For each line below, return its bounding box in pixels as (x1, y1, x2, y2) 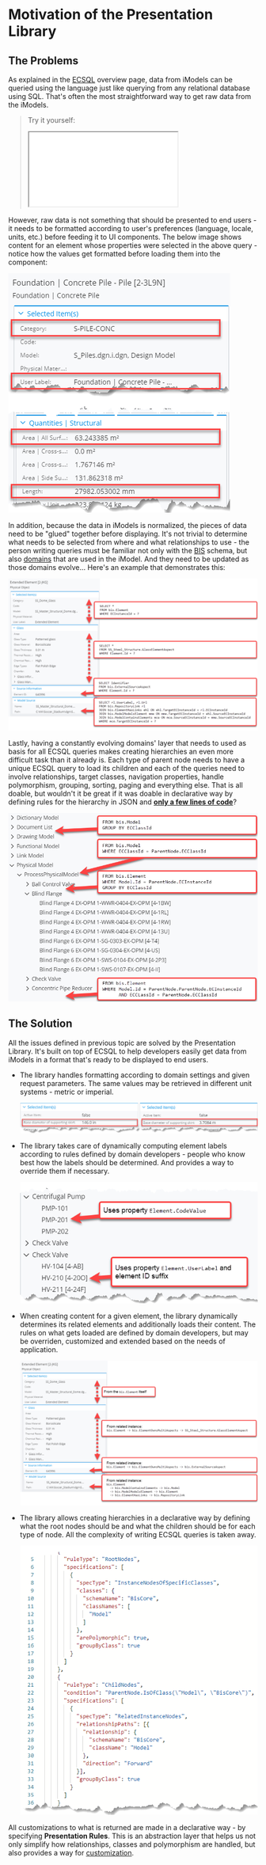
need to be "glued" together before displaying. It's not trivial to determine (8, 529, 248, 538)
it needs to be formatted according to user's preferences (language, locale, (8, 224, 253, 233)
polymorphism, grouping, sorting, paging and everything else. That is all (8, 781, 243, 790)
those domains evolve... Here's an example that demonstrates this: (8, 563, 226, 572)
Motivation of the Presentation (8, 6, 214, 24)
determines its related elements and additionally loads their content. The (19, 1320, 256, 1329)
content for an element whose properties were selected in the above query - (8, 241, 258, 250)
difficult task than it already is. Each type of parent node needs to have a (8, 755, 245, 765)
